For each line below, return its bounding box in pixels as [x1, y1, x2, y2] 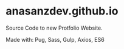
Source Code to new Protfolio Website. [5, 24, 103, 31]
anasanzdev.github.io [5, 4, 119, 18]
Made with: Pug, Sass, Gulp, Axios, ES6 [5, 36, 105, 43]
